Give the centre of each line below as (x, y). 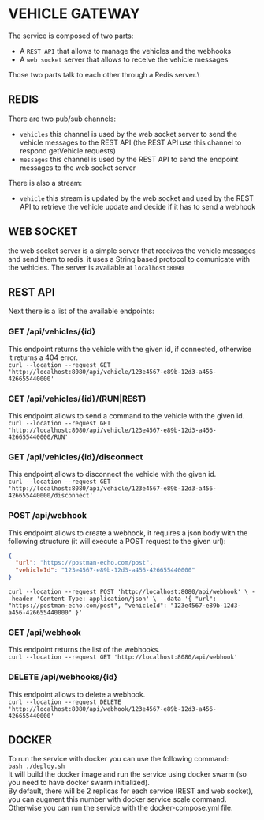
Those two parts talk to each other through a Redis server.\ (104, 74)
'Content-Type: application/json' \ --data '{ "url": (126, 599)
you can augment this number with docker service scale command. (117, 799)
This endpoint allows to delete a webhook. (77, 694)
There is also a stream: (45, 183)
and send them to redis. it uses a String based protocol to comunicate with (129, 259)
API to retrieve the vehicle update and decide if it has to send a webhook (138, 206)
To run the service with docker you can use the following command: (119, 759)
